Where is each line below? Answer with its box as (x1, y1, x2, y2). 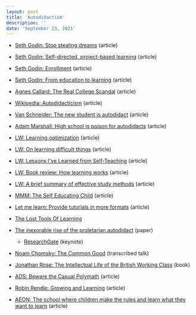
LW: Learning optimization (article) (14, 134, 100, 141)
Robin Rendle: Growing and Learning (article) (14, 285, 126, 292)
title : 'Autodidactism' (6, 14, 66, 20)
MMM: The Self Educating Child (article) (14, 192, 114, 199)
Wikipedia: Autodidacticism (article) (14, 100, 102, 107)
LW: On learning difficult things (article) (14, 146, 112, 153)
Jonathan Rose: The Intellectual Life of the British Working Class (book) (14, 261, 191, 268)
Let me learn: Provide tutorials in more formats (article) (14, 203, 150, 211)
